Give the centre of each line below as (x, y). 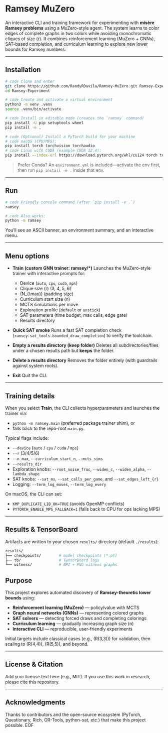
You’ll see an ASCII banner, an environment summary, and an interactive (79, 230)
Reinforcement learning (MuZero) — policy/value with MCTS (76, 607)
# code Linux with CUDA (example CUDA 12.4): (53, 151)
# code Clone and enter (30, 81)
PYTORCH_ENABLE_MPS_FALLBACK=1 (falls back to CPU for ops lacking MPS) (86, 509)
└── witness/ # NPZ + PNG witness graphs (61, 565)
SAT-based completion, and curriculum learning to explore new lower (77, 44)
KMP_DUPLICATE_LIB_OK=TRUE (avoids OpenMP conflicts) (68, 504)
